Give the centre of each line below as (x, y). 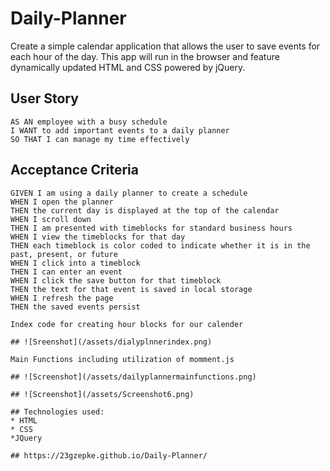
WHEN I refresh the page (62, 298)
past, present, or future (64, 254)
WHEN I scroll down (51, 219)
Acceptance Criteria (74, 170)
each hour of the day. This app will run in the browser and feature (145, 56)
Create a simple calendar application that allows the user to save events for (165, 46)
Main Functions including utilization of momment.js (122, 359)
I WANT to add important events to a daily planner (120, 130)
